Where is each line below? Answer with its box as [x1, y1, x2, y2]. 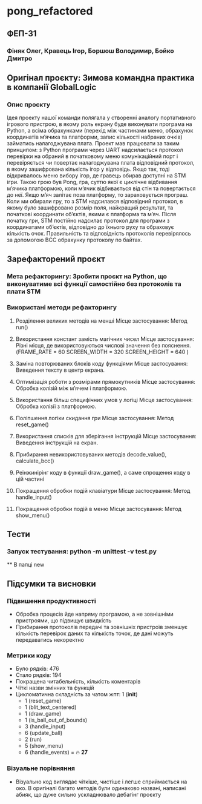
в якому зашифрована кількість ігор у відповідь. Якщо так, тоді [7, 165, 170, 173]
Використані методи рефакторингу [7, 303, 117, 312]
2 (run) [24, 736, 42, 743]
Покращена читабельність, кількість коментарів [15, 678, 141, 685]
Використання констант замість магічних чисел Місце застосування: [15, 335, 195, 343]
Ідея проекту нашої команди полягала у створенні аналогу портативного [7, 114, 196, 122]
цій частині [15, 475, 45, 483]
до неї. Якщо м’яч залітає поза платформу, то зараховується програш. [7, 191, 189, 199]
